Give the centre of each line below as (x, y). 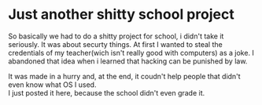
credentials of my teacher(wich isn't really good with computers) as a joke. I (131, 52)
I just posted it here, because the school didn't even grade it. (107, 92)
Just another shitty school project (121, 14)
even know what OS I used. (52, 85)
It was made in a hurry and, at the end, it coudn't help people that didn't (125, 76)
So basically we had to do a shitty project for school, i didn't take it (116, 36)
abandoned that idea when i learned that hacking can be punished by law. (128, 61)
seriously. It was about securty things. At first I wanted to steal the (115, 44)
